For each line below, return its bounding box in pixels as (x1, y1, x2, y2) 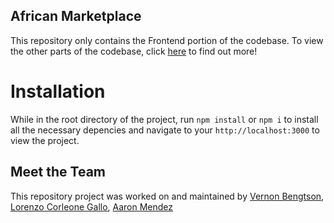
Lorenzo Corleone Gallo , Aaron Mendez (10, 200, 174, 213)
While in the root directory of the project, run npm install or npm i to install (10, 113, 319, 125)
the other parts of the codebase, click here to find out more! (10, 45, 258, 57)
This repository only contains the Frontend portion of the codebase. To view (10, 34, 324, 46)
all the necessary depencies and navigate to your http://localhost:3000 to (10, 124, 320, 136)
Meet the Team (10, 164, 106, 181)
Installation (10, 80, 106, 103)
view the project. (10, 134, 80, 146)
